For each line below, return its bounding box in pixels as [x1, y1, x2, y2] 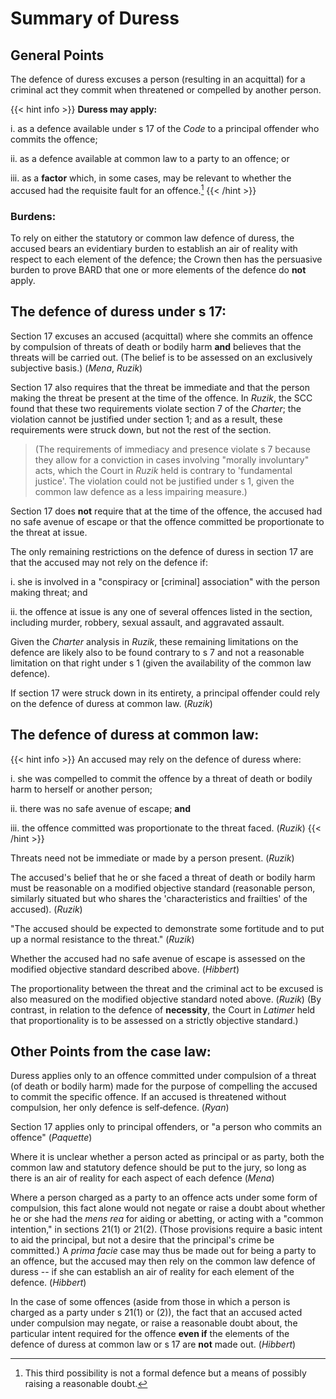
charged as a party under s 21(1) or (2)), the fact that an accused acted [10, 1307, 303, 1319]
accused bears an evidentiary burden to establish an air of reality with [10, 242, 298, 254]
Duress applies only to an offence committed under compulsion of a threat [10, 1070, 317, 1082]
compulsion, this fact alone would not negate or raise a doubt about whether [10, 1202, 326, 1214]
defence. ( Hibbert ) [10, 1277, 87, 1289]
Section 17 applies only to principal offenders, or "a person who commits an [10, 1121, 322, 1133]
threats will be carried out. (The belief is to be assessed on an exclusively [10, 351, 313, 363]
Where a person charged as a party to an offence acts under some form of [10, 1192, 318, 1204]
